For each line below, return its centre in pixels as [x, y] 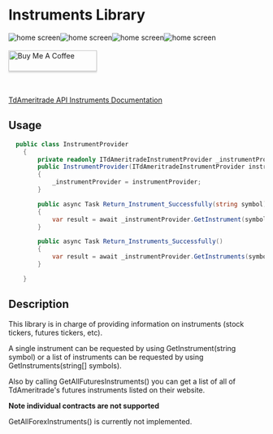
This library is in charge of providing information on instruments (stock [126, 323]
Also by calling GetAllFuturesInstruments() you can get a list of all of [122, 381]
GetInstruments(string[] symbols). [65, 365]
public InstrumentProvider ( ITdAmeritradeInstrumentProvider [141, 167]
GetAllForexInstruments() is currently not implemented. [100, 421]
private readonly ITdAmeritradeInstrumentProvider [125, 159]
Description [39, 304]
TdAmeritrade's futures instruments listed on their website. [107, 390]
